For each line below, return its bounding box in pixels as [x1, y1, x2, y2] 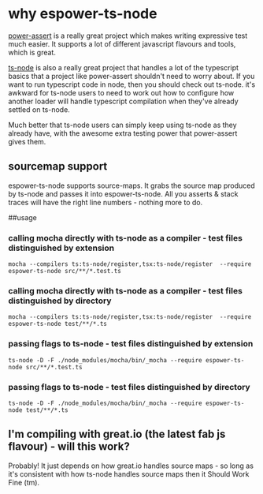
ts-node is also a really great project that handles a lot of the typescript [8, 62, 239, 72]
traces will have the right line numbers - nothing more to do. [8, 197, 203, 207]
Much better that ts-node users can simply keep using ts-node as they [8, 120, 238, 129]
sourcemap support [8, 159, 108, 174]
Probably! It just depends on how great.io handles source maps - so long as [8, 461, 254, 470]
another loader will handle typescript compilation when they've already [8, 96, 239, 106]
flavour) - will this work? [8, 440, 130, 454]
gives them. [8, 137, 46, 146]
